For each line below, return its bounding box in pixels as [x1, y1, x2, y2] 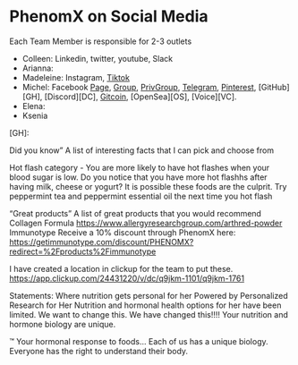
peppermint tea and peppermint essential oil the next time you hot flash [9, 191, 273, 201]
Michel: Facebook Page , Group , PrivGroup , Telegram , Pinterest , [21, 81, 257, 92]
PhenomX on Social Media [9, 6, 209, 27]
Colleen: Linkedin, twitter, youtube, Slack [21, 53, 174, 64]
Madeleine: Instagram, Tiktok [21, 72, 130, 82]
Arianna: [21, 63, 54, 73]
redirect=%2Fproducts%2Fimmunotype [9, 246, 157, 257]
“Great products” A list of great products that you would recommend [9, 208, 262, 218]
